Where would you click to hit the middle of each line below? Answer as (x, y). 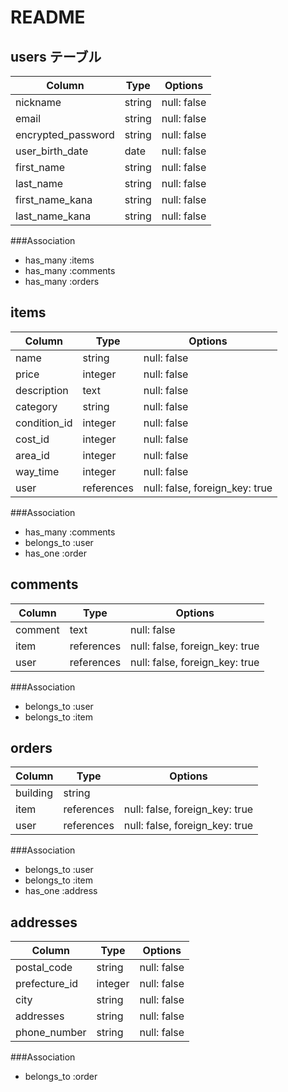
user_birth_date (52, 151)
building (34, 793)
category (36, 406)
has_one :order (55, 553)
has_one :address (61, 891)
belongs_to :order (61, 1077)
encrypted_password (65, 134)
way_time (37, 471)
